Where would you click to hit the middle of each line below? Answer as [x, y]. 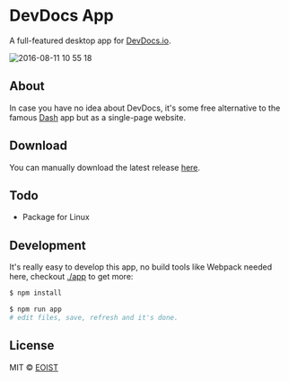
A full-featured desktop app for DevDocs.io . [90, 40]
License [32, 346]
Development [48, 245]
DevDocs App [61, 16]
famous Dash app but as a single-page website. [98, 117]
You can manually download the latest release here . [105, 167]
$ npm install [36, 293]
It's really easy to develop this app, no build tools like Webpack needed [140, 267]
